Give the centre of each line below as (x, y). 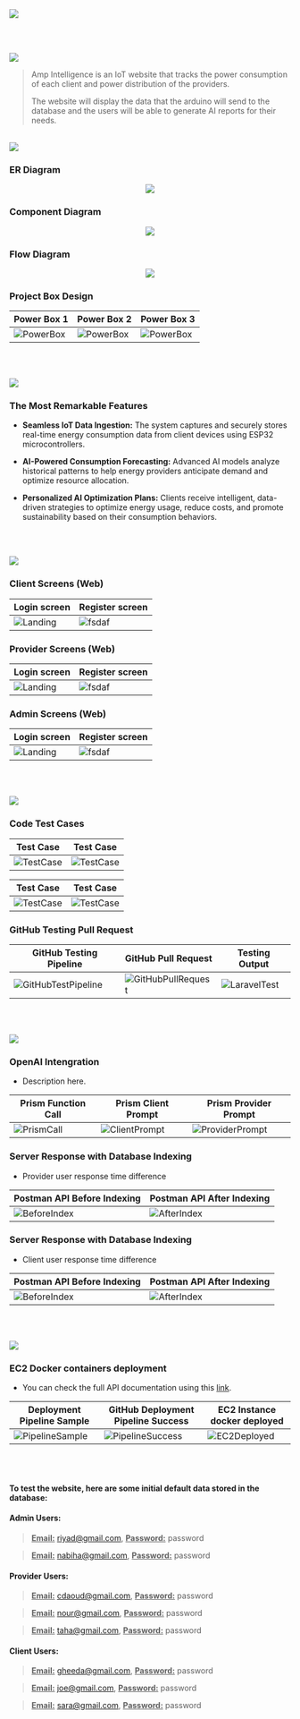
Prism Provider (239, 1103)
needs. (44, 120)
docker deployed (247, 1421)
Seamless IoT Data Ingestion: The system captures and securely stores (154, 425)
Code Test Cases (47, 824)
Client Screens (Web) (57, 583)
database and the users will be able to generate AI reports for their (154, 111)
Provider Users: (39, 1576)
